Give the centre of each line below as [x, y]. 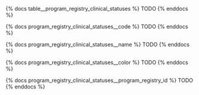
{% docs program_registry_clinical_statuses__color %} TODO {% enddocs [97, 62]
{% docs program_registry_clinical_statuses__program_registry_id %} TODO [99, 80]
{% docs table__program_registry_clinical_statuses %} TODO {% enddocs [97, 9]
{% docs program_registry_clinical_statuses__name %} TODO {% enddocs [98, 45]
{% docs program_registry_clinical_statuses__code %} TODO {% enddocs [97, 27]
